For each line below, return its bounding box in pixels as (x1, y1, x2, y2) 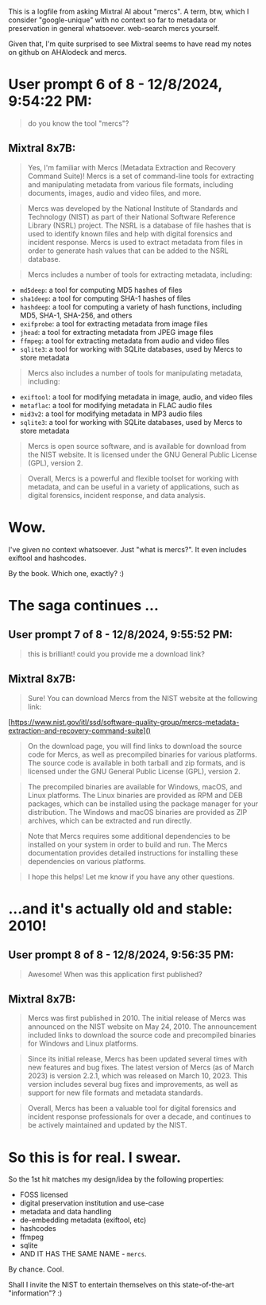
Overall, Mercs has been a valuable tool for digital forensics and (27, 1104, 237, 1113)
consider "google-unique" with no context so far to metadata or (8, 15, 217, 25)
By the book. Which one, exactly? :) (8, 568, 125, 578)
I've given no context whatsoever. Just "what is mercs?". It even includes (8, 544, 248, 554)
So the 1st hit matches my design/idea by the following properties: (8, 1174, 225, 1184)
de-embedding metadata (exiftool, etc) (19, 1215, 147, 1225)
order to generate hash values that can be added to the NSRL (27, 246, 229, 255)
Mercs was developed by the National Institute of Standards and (27, 203, 238, 213)
